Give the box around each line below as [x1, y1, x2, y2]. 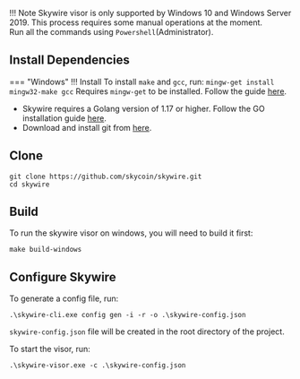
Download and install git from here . [21, 122, 152, 133]
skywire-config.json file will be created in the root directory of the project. [9, 326, 285, 337]
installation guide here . [21, 112, 107, 124]
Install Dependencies [9, 53, 130, 68]
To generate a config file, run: [9, 293, 119, 304]
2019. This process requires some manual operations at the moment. [9, 17, 262, 28]
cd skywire [9, 179, 50, 189]
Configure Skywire [9, 269, 116, 285]
